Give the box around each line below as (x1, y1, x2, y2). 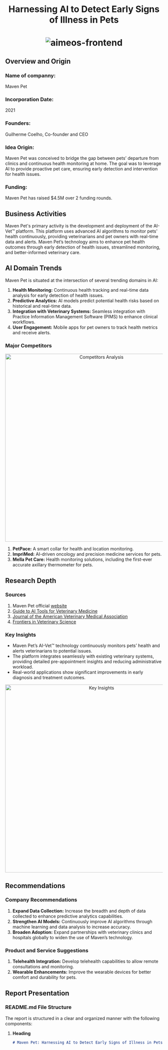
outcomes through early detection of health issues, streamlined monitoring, (5, 244, 160, 250)
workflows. (12, 319, 36, 325)
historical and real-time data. (12, 303, 72, 309)
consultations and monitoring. (12, 964, 74, 970)
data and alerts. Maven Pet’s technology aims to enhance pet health (5, 239, 145, 245)
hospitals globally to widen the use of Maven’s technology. (12, 934, 133, 940)
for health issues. (5, 171, 41, 177)
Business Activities (5, 209, 66, 218)
